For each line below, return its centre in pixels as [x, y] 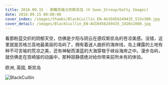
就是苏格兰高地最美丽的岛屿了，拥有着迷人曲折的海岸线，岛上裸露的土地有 [86, 45]
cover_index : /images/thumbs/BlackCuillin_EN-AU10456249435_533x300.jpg [82, 19]
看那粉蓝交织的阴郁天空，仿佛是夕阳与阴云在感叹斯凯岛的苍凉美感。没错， [82, 38]
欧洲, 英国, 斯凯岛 [23, 68]
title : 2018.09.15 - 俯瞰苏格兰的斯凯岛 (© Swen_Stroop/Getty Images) [77, 10]
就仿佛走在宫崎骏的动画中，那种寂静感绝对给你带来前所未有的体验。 [75, 57]
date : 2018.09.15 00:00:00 [33, 14]
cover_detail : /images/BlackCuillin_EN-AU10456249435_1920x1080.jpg [78, 24]
